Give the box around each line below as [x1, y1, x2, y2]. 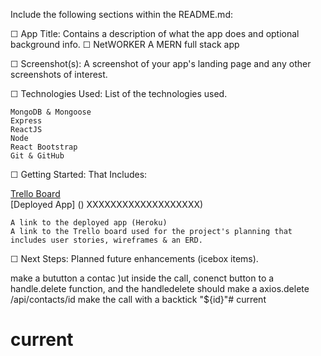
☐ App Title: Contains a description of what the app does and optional [10, 28, 300, 39]
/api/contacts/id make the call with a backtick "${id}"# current [10, 294, 267, 305]
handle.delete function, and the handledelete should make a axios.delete [10, 283, 310, 294]
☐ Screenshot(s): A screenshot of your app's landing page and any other [10, 58, 312, 69]
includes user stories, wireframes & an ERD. [10, 235, 203, 245]
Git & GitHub [10, 151, 65, 161]
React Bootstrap [10, 142, 78, 152]
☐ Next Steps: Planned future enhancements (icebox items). [10, 253, 259, 264]
